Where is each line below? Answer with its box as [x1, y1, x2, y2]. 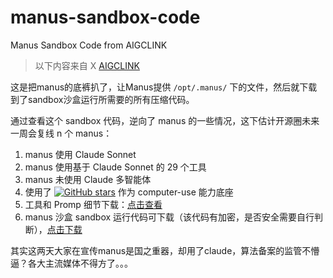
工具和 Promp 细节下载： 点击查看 [24, 198, 163, 210]
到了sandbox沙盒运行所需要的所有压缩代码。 [10, 93, 195, 105]
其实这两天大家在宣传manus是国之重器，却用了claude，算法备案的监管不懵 [10, 244, 320, 256]
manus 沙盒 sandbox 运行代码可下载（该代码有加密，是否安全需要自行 [24, 211, 315, 223]
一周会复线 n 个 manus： [10, 127, 113, 139]
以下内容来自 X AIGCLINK [34, 59, 140, 71]
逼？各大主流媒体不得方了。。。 [10, 257, 133, 269]
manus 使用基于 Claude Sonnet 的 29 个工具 [24, 161, 207, 173]
